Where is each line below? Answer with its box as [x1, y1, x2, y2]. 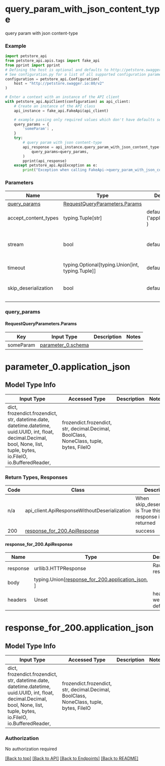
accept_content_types [7, 214, 59, 221]
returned [135, 519, 156, 526]
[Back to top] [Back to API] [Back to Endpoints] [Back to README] [5, 756, 138, 762]
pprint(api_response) [23, 159, 67, 163]
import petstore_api [5, 54, 48, 59]
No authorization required [5, 746, 57, 752]
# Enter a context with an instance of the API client [5, 95, 120, 99]
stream [7, 241, 24, 248]
